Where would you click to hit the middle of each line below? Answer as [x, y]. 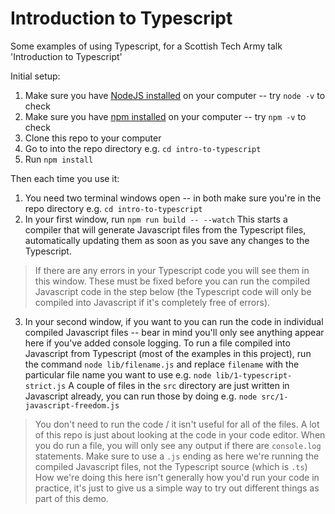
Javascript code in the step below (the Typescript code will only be [173, 291]
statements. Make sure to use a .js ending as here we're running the [177, 456]
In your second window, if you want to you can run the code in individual [174, 321]
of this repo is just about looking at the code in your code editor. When [180, 434]
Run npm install [59, 159]
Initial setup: [35, 76]
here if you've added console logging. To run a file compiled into [157, 343]
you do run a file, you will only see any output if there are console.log [178, 445]
